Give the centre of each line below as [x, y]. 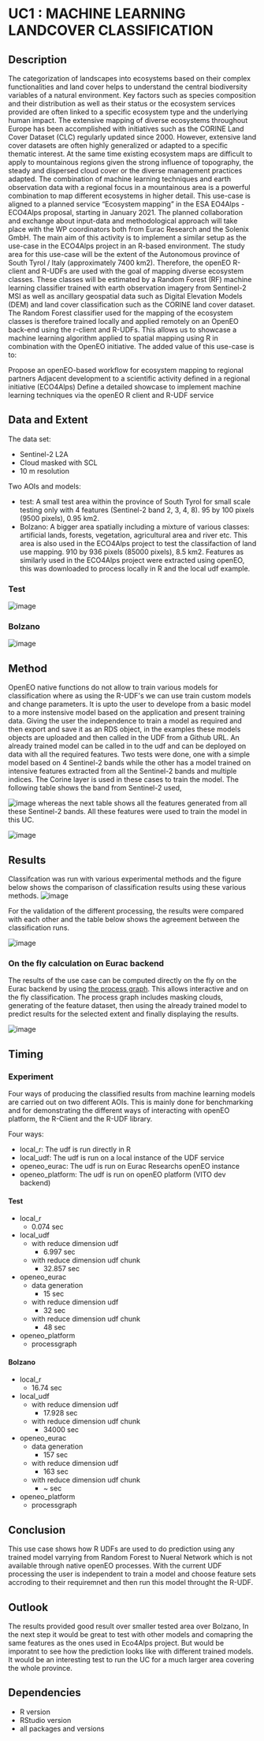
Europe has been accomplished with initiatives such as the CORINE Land [126, 128]
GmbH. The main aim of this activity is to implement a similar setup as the [127, 238]
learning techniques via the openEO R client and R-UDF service [111, 395]
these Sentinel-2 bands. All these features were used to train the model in [128, 812]
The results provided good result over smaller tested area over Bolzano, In [128, 1626]
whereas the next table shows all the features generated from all [143, 803]
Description [37, 60]
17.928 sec [60, 1413]
